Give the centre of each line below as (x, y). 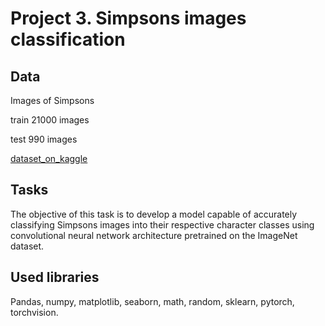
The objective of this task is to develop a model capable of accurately (154, 214)
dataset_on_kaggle (49, 158)
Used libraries (55, 277)
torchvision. (34, 312)
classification (68, 39)
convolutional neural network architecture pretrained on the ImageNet (154, 235)
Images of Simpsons (52, 100)
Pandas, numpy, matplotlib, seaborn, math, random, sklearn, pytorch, (152, 301)
